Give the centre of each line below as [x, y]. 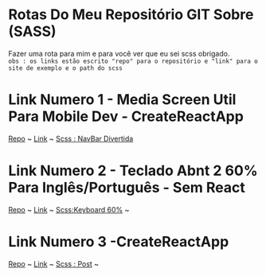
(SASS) [33, 31]
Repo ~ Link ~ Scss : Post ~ [54, 263]
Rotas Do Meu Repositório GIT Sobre [131, 15]
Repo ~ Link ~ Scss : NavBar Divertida [71, 138]
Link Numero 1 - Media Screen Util [122, 100]
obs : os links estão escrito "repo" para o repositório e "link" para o [133, 61]
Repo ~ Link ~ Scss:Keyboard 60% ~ [69, 209]
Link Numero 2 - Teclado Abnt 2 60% [133, 171]
